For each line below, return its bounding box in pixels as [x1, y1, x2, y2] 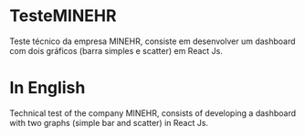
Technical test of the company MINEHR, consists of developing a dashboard [9, 107, 297, 119]
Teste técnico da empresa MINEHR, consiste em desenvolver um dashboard [9, 36, 296, 47]
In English [9, 78, 86, 99]
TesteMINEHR [9, 5, 117, 26]
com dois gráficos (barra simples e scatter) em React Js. [9, 45, 224, 56]
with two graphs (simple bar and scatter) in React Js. [9, 117, 208, 128]
